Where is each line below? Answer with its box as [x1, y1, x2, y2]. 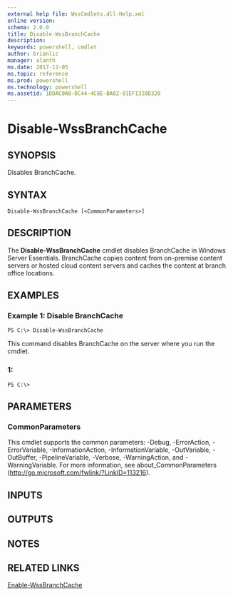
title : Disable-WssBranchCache [7, 30, 100, 38]
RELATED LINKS [7, 562, 80, 574]
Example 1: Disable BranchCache [7, 311, 123, 321]
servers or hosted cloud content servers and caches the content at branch [7, 261, 227, 270]
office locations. [7, 268, 55, 277]
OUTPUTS [7, 513, 53, 525]
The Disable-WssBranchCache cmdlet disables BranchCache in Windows [7, 246, 226, 254]
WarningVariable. [7, 461, 58, 470]
